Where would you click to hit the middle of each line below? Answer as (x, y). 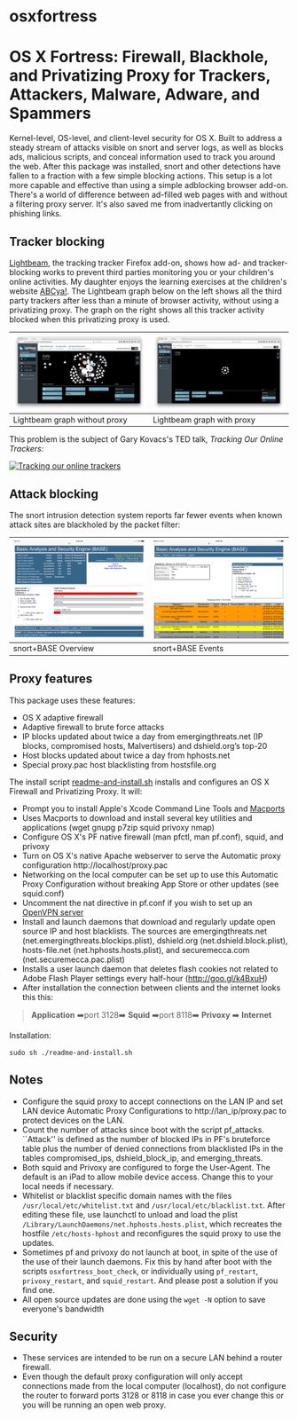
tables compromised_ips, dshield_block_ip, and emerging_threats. (142, 1158)
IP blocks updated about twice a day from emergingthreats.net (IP (142, 736)
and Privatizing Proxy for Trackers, (140, 76)
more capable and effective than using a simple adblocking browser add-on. (149, 185)
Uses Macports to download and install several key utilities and (137, 817)
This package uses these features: (72, 700)
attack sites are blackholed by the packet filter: (95, 524)
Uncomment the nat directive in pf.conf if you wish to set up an (137, 903)
